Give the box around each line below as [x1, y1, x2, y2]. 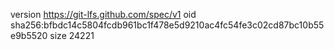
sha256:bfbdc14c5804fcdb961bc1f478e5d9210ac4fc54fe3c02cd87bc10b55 [10, 19, 325, 31]
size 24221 [49, 30, 95, 41]
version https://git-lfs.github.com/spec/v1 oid [10, 9, 197, 20]
